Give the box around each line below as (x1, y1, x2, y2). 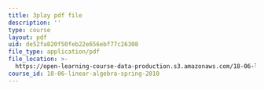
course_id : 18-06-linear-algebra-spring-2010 (8, 70, 159, 77)
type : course (8, 26, 51, 34)
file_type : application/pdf (8, 48, 101, 56)
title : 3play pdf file (8, 11, 82, 20)
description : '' (8, 19, 61, 27)
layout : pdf (8, 33, 47, 41)
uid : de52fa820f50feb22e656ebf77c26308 (8, 41, 139, 49)
